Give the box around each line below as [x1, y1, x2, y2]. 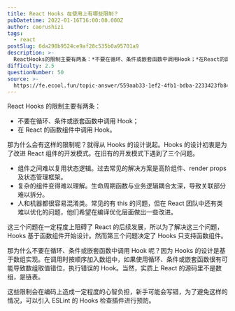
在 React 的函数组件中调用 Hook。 [17, 125, 117, 134]
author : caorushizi [7, 23, 64, 30]
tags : [7, 29, 23, 37]
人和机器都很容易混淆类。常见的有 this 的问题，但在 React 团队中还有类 [17, 199, 223, 207]
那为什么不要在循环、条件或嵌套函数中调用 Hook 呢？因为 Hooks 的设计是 [7, 247, 220, 255]
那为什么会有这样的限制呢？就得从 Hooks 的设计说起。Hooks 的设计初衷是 [7, 141, 222, 149]
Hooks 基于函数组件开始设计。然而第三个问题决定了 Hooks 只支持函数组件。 [7, 232, 227, 240]
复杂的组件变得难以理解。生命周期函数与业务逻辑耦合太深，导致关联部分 [17, 181, 226, 190]
